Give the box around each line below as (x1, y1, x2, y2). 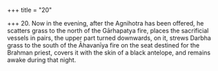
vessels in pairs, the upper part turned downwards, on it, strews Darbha (7, 34, 212, 42)
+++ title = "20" (7, 6, 52, 14)
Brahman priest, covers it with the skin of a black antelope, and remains (7, 48, 211, 57)
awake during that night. (7, 56, 77, 64)
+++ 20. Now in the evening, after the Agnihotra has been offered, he (7, 19, 204, 27)
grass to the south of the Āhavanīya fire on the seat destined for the (7, 41, 200, 49)
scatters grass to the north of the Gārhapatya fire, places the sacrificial (7, 27, 209, 34)
